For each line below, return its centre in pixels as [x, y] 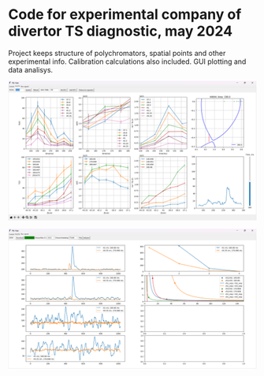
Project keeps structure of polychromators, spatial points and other [117, 53]
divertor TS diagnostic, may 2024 [121, 31]
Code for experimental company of [125, 15]
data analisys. [31, 69]
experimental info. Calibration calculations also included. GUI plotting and [127, 61]
